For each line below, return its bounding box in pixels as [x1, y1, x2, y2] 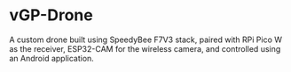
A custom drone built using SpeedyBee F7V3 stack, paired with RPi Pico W [9, 34, 282, 45]
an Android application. [9, 53, 95, 63]
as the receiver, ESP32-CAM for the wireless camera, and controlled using [9, 43, 281, 54]
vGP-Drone [9, 5, 93, 25]
